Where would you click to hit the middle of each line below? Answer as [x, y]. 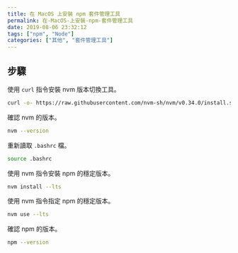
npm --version [28, 242]
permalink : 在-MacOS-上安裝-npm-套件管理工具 [70, 21]
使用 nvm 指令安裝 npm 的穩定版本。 [61, 173]
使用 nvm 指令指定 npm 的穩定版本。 [61, 201]
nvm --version [28, 131]
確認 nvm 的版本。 [34, 117]
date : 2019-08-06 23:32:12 [47, 27]
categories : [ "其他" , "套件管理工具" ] [60, 41]
